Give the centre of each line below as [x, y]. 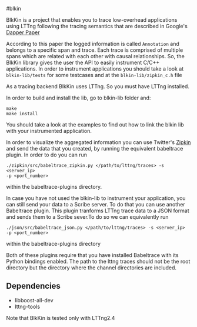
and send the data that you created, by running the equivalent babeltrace [95, 149]
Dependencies [33, 286]
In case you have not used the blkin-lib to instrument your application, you [96, 198]
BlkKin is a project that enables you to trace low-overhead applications [92, 20]
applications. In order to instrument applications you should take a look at [95, 69]
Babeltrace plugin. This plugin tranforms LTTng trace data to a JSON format [98, 211]
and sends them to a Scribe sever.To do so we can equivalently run [87, 217]
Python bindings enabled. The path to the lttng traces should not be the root [98, 261]
